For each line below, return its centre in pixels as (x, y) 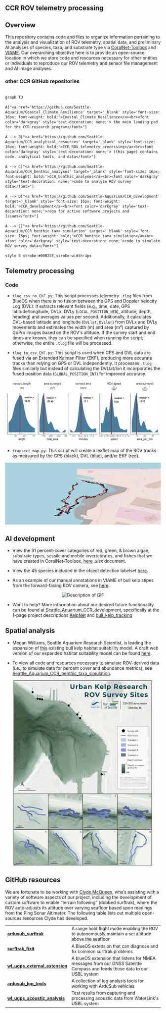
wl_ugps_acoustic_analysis (36, 998)
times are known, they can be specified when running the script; (78, 338)
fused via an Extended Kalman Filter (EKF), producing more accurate (82, 358)
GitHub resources (33, 880)
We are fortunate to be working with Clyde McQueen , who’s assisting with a (82, 892)
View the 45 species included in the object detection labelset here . (80, 571)
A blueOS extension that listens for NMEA (113, 958)
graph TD (14, 97)
